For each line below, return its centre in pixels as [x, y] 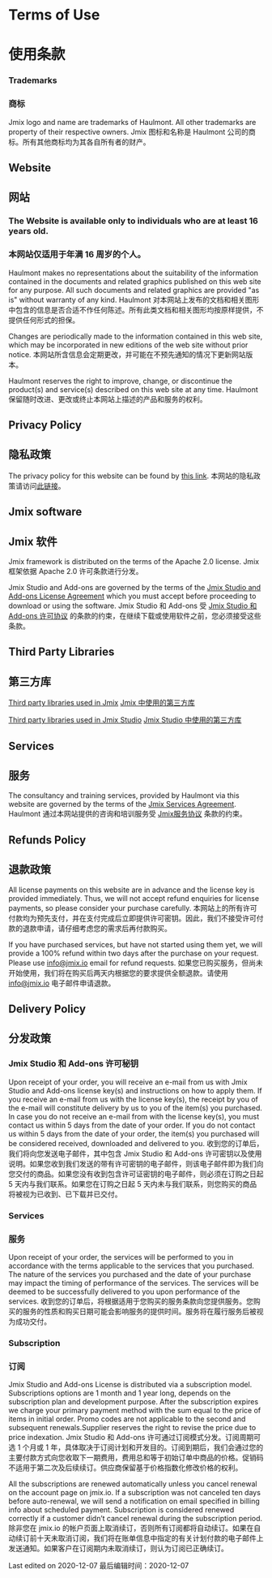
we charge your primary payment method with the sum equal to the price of [135, 1411]
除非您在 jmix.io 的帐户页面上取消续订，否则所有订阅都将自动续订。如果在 [131, 1528]
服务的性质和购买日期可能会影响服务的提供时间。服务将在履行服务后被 [139, 1311]
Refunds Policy [47, 840]
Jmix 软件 [33, 541]
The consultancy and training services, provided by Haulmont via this [124, 795]
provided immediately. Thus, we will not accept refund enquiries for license [134, 898]
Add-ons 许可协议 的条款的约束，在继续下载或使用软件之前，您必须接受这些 [135, 616]
